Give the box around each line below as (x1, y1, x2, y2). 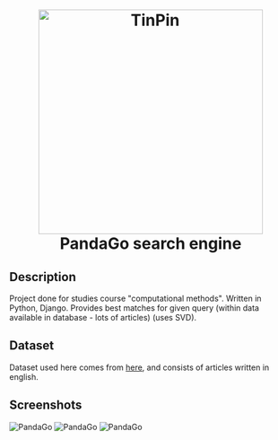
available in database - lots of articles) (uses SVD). (9, 312, 197, 322)
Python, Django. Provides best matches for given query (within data (9, 303, 260, 313)
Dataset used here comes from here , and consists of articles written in (9, 362, 270, 373)
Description (9, 269, 76, 285)
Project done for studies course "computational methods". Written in (9, 293, 262, 304)
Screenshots (9, 398, 83, 413)
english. (9, 371, 39, 382)
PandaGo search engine (59, 233, 242, 254)
